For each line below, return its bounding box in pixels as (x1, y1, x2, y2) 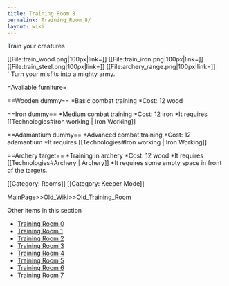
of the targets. (7, 166, 48, 175)
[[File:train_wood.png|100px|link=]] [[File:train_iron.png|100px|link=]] (7, 55, 203, 64)
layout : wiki (7, 23, 45, 30)
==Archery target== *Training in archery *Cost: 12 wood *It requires (7, 151, 204, 160)
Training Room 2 (17, 234, 64, 242)
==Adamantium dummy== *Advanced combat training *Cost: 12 (7, 131, 192, 139)
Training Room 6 (17, 264, 64, 272)
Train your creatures (7, 42, 66, 50)
